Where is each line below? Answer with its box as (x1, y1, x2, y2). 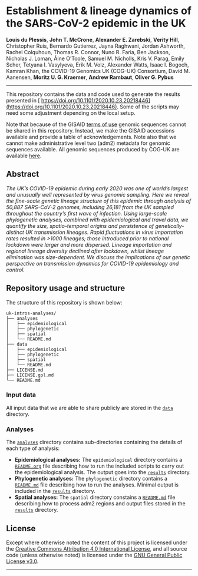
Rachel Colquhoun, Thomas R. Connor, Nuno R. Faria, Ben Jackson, (6, 48, 170, 55)
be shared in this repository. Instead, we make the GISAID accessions (6, 127, 175, 134)
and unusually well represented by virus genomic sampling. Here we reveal (6, 191, 189, 198)
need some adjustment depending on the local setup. (6, 109, 136, 116)
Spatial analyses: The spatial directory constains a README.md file (14, 494, 176, 501)
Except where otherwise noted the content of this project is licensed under (6, 539, 187, 546)
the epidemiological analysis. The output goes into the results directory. (14, 469, 191, 476)
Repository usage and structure (6, 283, 126, 293)
